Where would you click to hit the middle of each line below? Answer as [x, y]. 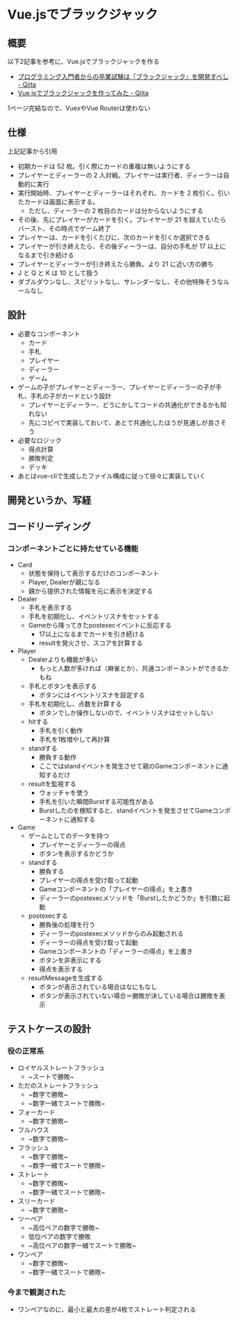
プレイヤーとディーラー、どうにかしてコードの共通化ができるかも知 [128, 404]
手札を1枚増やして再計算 [74, 739]
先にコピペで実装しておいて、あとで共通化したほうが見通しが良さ [124, 422]
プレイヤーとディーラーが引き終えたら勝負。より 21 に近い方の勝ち [116, 264]
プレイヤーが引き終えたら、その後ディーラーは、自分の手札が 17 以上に [121, 246]
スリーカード [36, 1201]
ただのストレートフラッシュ [58, 1085]
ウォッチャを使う [64, 793]
